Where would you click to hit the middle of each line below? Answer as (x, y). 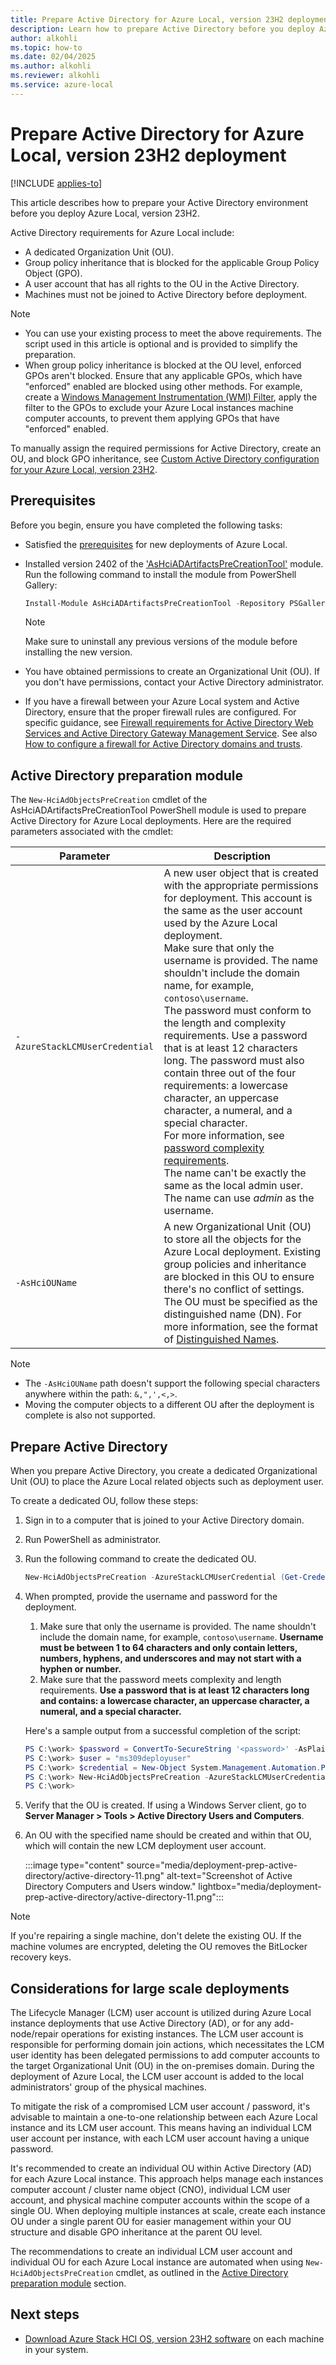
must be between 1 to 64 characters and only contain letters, (168, 1647)
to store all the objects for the (232, 1239)
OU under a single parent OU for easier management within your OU (151, 2222)
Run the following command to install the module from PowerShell (160, 574)
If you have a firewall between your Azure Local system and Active (162, 702)
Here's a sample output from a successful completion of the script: (163, 1730)
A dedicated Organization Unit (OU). (99, 252)
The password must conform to (237, 1011)
